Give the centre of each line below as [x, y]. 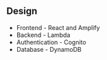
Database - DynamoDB [49, 49]
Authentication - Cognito [51, 42]
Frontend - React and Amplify [58, 27]
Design [22, 11]
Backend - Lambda [43, 35]
